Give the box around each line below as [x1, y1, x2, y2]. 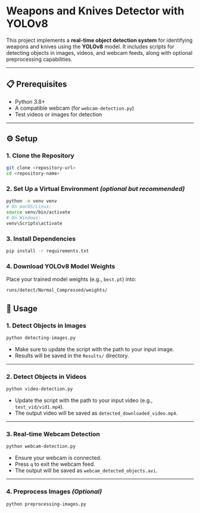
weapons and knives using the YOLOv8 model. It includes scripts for [6, 43, 174, 50]
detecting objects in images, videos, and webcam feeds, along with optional [6, 49, 193, 56]
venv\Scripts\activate [6, 220, 62, 226]
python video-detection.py [6, 386, 73, 392]
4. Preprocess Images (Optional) [6, 487, 102, 496]
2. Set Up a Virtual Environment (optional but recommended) [6, 185, 185, 193]
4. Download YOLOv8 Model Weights [6, 262, 115, 270]
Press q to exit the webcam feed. [14, 461, 95, 468]
